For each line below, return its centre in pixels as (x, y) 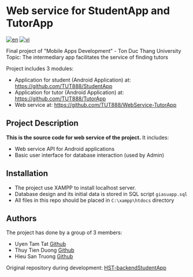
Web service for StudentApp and (88, 11)
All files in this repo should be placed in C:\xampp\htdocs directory (94, 200)
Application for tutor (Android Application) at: (69, 92)
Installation (27, 173)
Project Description (42, 124)
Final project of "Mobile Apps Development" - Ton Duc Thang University (94, 50)
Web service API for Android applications (64, 148)
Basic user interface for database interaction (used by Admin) (89, 155)
